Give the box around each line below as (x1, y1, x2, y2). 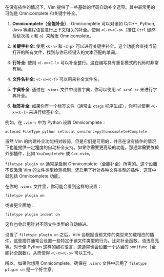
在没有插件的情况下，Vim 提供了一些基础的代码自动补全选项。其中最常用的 (5, 4, 155, 10)
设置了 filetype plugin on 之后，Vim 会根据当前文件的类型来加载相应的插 (5, 232, 154, 237)
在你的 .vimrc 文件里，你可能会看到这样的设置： (5, 183, 102, 189)
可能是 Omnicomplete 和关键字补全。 (5, 10, 80, 16)
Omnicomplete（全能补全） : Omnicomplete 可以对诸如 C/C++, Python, (12, 21, 156, 26)
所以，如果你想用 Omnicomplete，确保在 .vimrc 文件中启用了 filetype (5, 260, 147, 266)
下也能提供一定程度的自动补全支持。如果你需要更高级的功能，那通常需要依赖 (5, 144, 159, 150)
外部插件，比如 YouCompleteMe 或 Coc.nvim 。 (5, 151, 94, 156)
